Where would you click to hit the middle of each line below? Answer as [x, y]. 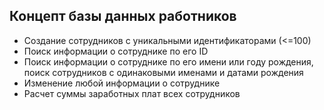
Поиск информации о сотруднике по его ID [116, 51]
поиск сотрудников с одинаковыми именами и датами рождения [163, 72]
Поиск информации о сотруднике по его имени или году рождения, [168, 61]
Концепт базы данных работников [123, 16]
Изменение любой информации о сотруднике [122, 83]
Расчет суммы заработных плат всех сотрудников [132, 93]
